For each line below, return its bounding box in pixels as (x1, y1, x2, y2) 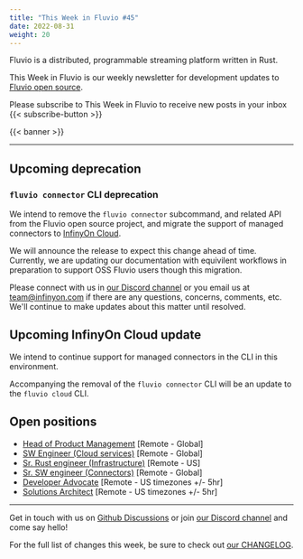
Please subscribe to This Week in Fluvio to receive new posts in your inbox (9, 99, 287, 110)
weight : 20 (9, 30, 50, 39)
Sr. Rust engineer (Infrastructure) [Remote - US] (22, 457, 201, 468)
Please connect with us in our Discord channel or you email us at (9, 282, 251, 293)
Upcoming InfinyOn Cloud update (9, 327, 201, 343)
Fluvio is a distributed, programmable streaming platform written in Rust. (9, 55, 279, 66)
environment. (9, 360, 59, 371)
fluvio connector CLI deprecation (9, 188, 159, 200)
